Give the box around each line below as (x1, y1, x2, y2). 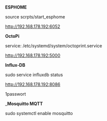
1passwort (5, 91, 26, 97)
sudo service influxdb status (5, 72, 63, 78)
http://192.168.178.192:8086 (5, 82, 60, 87)
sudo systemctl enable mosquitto (5, 111, 73, 116)
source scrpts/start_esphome (5, 14, 65, 19)
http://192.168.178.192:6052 (5, 23, 60, 29)
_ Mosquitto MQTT (5, 101, 43, 107)
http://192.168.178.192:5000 (5, 52, 60, 58)
